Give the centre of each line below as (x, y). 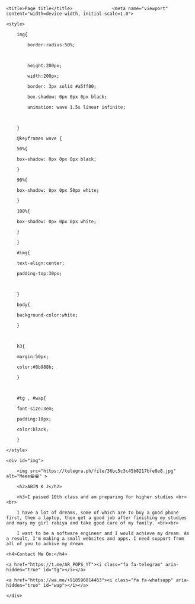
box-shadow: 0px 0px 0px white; (57, 222)
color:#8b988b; (36, 367)
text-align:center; (41, 263)
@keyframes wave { (39, 138)
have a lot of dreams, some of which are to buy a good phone (100, 513)
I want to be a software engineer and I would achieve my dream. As (103, 533)
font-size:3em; (36, 409)
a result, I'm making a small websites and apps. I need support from (95, 539)
